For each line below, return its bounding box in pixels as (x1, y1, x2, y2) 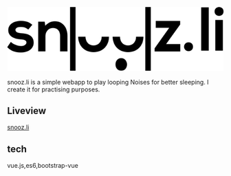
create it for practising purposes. (7, 85, 100, 93)
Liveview (7, 104, 47, 116)
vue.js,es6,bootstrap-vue (7, 162, 79, 170)
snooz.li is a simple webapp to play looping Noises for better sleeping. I (7, 78, 209, 86)
